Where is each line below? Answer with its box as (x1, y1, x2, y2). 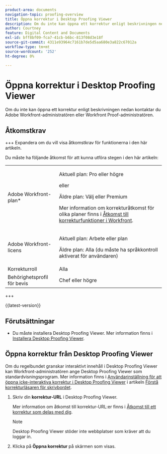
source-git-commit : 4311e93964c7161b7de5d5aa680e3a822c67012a (5, 40, 137, 45)
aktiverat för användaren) (59, 252, 118, 259)
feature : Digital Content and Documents (5, 30, 90, 35)
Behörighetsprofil (7, 274, 48, 281)
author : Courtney (5, 26, 41, 31)
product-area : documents (5, 7, 57, 12)
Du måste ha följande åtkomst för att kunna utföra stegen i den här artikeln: (5, 155, 159, 161)
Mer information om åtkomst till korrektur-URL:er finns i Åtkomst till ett (12, 404, 157, 410)
